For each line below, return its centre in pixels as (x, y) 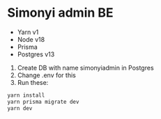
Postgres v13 (36, 54)
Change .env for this (47, 75)
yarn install (26, 95)
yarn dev (20, 108)
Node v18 (31, 39)
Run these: (33, 82)
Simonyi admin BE (60, 13)
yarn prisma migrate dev (43, 102)
